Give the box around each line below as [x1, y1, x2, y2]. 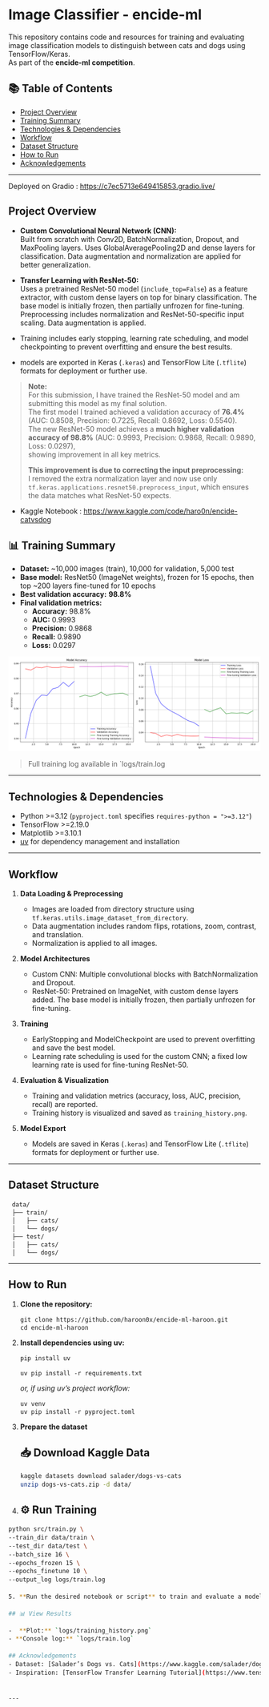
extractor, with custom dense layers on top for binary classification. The [19, 292, 258, 302]
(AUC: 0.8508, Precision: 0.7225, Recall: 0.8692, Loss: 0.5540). [27, 415, 238, 425]
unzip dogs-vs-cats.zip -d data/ [19, 1480, 132, 1489]
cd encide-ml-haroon [19, 1323, 89, 1331]
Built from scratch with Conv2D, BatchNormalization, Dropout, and [19, 234, 239, 244]
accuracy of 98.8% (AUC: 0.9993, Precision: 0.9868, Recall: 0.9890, [27, 433, 256, 442]
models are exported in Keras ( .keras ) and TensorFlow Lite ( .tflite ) [19, 357, 247, 367]
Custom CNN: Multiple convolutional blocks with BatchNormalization [31, 969, 259, 979]
